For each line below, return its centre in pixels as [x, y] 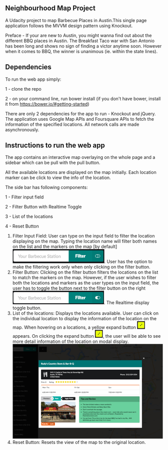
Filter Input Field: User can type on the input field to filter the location [83, 236]
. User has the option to [128, 262]
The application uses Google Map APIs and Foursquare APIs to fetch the [79, 119]
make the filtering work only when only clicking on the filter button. [81, 267]
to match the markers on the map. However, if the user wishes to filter [84, 278]
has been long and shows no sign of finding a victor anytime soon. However [83, 46]
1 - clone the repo [23, 89]
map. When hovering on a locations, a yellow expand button [74, 327]
